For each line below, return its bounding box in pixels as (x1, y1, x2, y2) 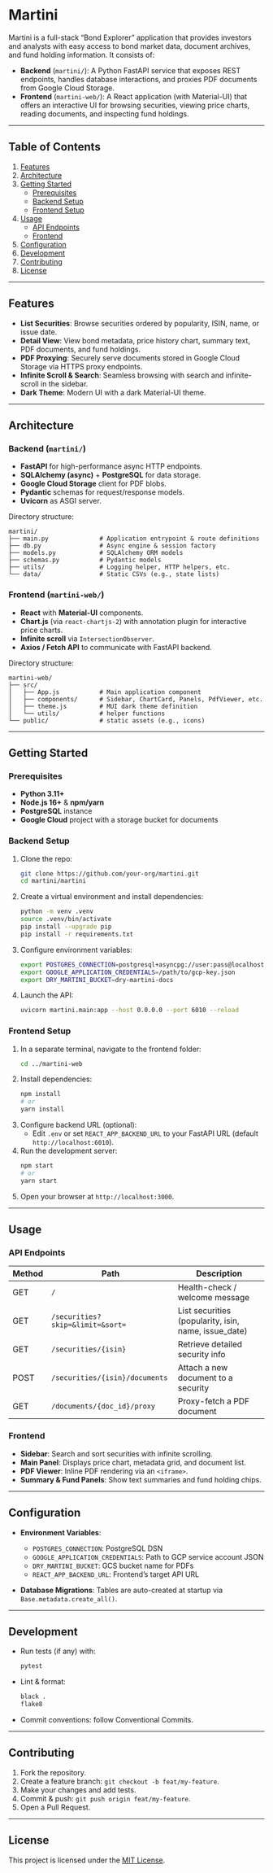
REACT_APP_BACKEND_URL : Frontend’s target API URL (32, 1569, 200, 1579)
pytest (19, 1662, 43, 1670)
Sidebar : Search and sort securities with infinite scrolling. (19, 1448, 213, 1458)
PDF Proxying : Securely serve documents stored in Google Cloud (19, 352, 240, 363)
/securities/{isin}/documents (51, 1373, 168, 1382)
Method (12, 1268, 44, 1279)
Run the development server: (19, 1146, 118, 1156)
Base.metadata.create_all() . (19, 1593, 118, 1604)
